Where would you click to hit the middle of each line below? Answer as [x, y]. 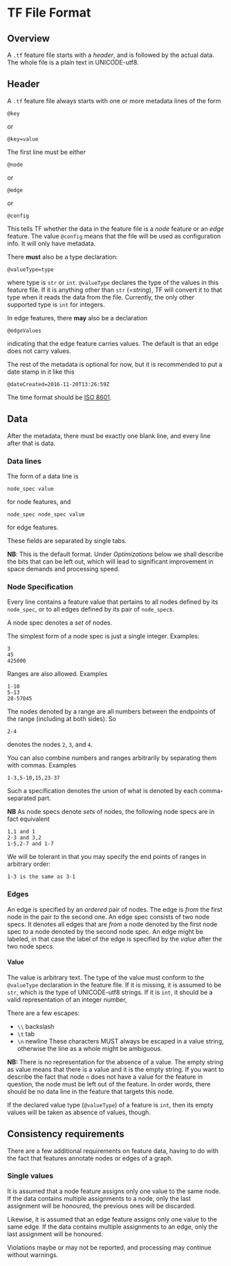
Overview [29, 38]
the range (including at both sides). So [62, 719]
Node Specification [40, 587]
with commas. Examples [42, 765]
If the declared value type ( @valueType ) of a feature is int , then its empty [110, 1104]
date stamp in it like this [41, 372]
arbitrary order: [29, 864]
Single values [30, 1176]
